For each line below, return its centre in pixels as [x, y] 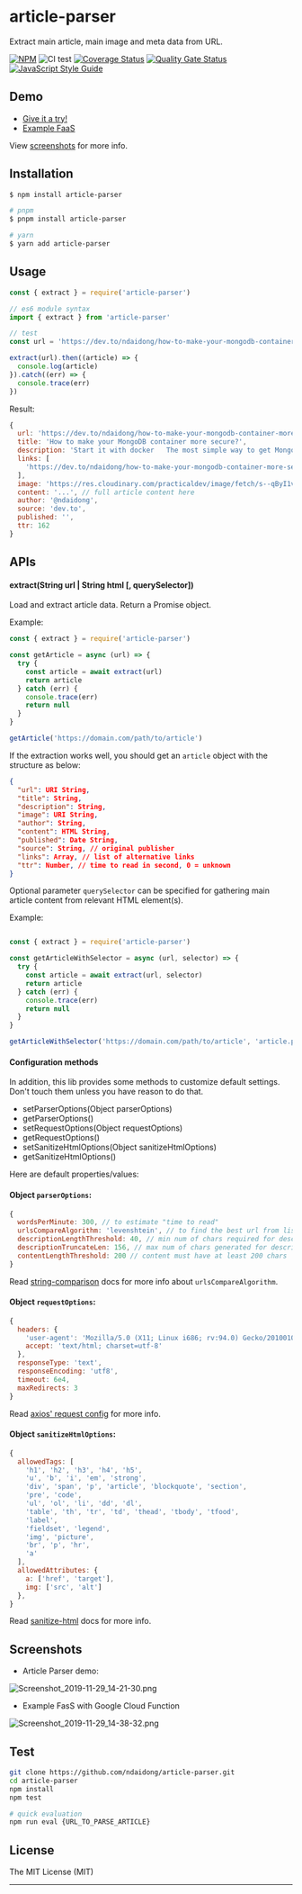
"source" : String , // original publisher [96, 848]
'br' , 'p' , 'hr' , [58, 1546]
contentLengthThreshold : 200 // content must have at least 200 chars [152, 1256]
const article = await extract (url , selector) [114, 975]
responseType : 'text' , [60, 1363]
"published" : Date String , [68, 840]
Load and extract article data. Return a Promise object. [111, 605]
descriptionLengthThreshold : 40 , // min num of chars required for [147, 1240]
